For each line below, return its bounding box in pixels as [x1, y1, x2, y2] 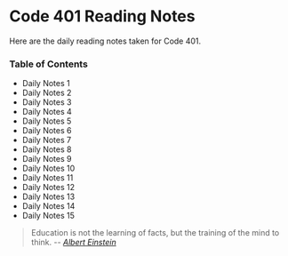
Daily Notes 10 [21, 163, 76, 174]
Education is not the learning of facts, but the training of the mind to [30, 228, 280, 238]
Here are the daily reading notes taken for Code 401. [9, 36, 202, 46]
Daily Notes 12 [21, 182, 76, 193]
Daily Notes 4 [21, 107, 73, 117]
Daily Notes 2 [21, 87, 72, 99]
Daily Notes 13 [21, 191, 76, 202]
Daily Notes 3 [21, 97, 72, 108]
